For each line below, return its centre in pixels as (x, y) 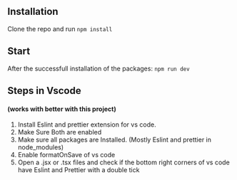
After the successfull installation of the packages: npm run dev (99, 68)
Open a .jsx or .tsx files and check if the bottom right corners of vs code (123, 162)
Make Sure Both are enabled (60, 132)
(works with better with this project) (62, 109)
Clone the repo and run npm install (60, 28)
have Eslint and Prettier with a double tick (79, 170)
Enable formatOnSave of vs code (66, 155)
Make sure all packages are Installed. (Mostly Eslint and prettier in (115, 140)
